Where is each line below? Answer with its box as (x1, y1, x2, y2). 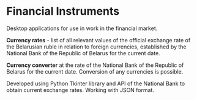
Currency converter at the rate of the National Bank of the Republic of (6, 61, 184, 69)
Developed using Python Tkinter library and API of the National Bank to (6, 80, 185, 87)
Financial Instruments (6, 4, 120, 18)
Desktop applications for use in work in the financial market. (6, 25, 158, 32)
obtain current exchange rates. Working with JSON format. (6, 86, 155, 93)
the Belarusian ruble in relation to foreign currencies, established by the (6, 43, 187, 50)
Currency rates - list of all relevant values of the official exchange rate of (6, 36, 191, 44)
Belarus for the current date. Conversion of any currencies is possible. (6, 67, 184, 75)
